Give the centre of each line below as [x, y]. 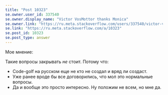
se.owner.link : [21, 24]
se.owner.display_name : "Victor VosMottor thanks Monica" [67, 19]
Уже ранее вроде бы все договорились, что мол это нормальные [82, 76]
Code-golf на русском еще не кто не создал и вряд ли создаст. [80, 71]
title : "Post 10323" [27, 10]
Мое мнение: [19, 52]
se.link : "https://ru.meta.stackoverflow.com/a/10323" [63, 28]
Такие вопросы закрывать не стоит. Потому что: [57, 61]
